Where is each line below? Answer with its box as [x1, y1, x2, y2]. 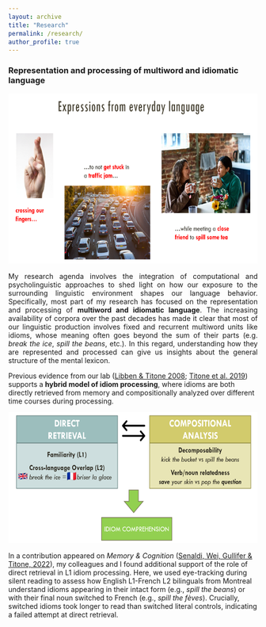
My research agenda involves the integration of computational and [8, 271, 258, 281]
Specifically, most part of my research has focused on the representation [8, 296, 258, 306]
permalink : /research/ [8, 29, 83, 37]
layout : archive [8, 13, 62, 21]
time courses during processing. [8, 396, 114, 406]
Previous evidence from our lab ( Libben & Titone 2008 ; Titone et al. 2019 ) [8, 371, 248, 380]
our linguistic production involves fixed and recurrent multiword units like [8, 322, 258, 331]
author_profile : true [8, 38, 80, 46]
